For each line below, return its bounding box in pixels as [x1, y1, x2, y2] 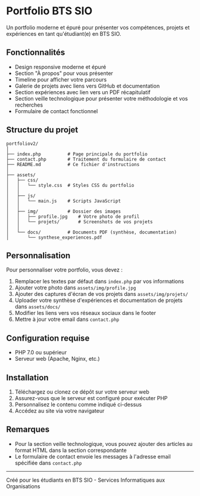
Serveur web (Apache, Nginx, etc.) [14, 355, 100, 363]
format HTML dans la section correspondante [14, 447, 127, 454]
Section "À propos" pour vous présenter [14, 70, 113, 77]
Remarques [6, 425, 50, 435]
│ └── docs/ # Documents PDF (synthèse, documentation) [6, 229, 177, 235]
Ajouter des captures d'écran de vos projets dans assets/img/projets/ [14, 291, 189, 298]
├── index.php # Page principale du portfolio [6, 151, 148, 157]
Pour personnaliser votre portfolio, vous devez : [6, 266, 123, 273]
